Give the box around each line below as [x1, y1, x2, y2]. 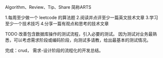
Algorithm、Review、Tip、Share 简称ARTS [5, 4, 92, 10]
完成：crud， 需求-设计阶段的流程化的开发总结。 [5, 48, 104, 53]
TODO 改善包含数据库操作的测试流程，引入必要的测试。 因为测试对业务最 [5, 31, 153, 37]
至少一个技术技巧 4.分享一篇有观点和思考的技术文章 [5, 21, 109, 26]
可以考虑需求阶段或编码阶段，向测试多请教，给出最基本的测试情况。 [13, 37, 151, 43]
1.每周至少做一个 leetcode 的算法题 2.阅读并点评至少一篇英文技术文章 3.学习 [5, 15, 158, 20]
